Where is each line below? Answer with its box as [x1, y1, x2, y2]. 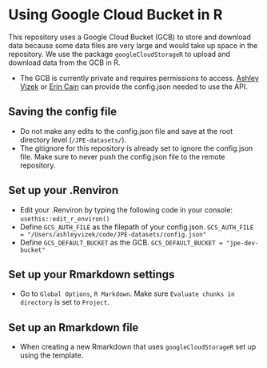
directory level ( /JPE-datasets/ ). [19, 135, 126, 144]
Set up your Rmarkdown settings [8, 267, 175, 281]
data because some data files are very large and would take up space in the [8, 40, 258, 50]
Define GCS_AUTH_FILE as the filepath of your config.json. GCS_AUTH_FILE [19, 222, 254, 232]
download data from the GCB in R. [8, 58, 121, 67]
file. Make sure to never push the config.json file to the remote [19, 152, 225, 161]
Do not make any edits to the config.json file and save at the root [19, 126, 233, 135]
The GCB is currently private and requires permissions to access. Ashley [19, 73, 260, 83]
